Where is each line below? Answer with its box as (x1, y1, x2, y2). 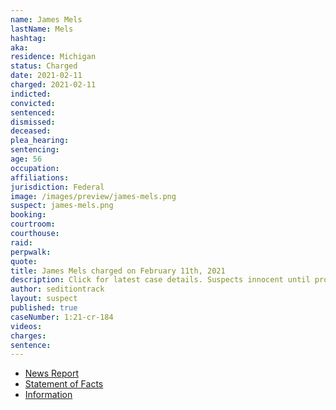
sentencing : (10, 145, 60, 155)
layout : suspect (10, 294, 78, 304)
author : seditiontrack (10, 284, 105, 295)
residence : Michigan (10, 52, 97, 62)
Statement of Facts (24, 378, 104, 390)
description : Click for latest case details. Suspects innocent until (10, 275, 311, 285)
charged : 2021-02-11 (10, 80, 97, 90)
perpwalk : (10, 247, 52, 257)
